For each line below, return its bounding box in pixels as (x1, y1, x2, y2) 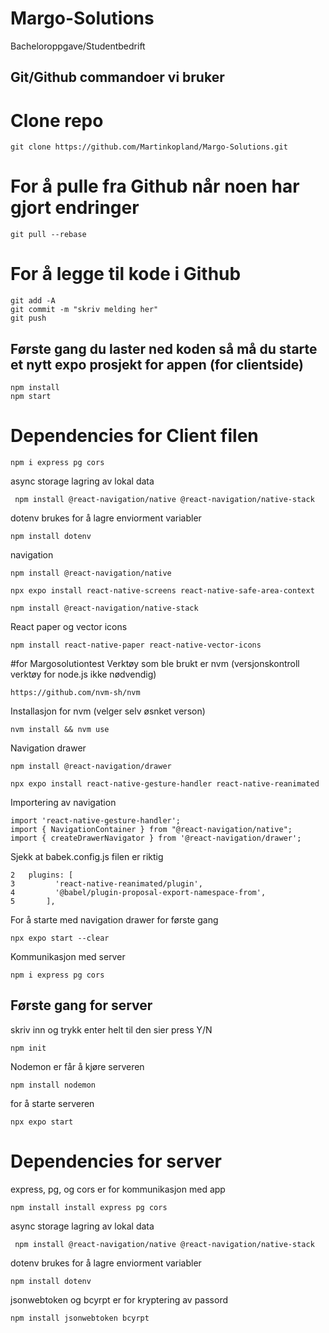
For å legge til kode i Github (10, 263, 242, 286)
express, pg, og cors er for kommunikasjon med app (10, 1183, 226, 1195)
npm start (10, 391, 52, 401)
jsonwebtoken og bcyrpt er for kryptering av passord (10, 1293, 228, 1306)
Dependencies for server (10, 1150, 222, 1172)
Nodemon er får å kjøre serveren (10, 1060, 145, 1072)
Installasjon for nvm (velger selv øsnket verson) (10, 705, 206, 717)
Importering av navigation (10, 796, 117, 808)
